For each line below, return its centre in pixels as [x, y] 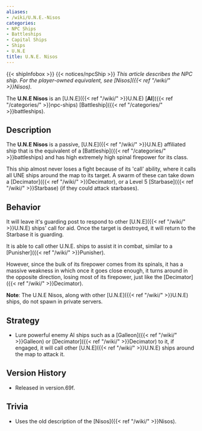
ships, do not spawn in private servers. [55, 301]
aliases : [17, 12]
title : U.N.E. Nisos [32, 57]
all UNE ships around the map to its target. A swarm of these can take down [100, 175]
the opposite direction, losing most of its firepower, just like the [84, 277]
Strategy [23, 320]
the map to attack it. [40, 354]
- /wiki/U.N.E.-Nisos [33, 17]
